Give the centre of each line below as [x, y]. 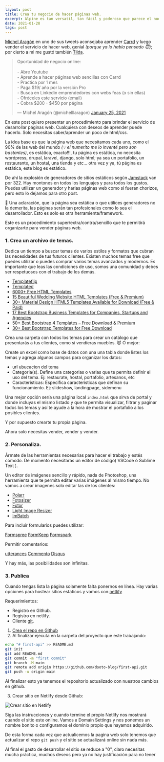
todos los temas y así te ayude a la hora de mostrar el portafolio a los [74, 408]
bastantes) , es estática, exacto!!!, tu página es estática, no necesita [73, 153]
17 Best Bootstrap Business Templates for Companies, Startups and [80, 313]
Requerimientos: [21, 601]
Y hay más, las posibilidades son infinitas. [47, 563]
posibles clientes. [23, 413]
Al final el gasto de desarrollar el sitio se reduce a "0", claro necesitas [75, 749]
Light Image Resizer [32, 510]
